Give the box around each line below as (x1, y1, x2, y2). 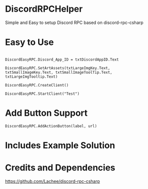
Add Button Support (5, 107, 88, 119)
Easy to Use (5, 37, 54, 48)
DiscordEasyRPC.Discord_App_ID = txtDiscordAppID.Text (5, 57, 119, 62)
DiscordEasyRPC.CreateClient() (5, 83, 69, 87)
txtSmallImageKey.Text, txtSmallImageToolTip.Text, (5, 70, 112, 75)
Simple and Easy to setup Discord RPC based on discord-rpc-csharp (5, 20, 144, 25)
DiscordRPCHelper (5, 3, 83, 15)
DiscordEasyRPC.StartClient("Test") (5, 91, 80, 96)
